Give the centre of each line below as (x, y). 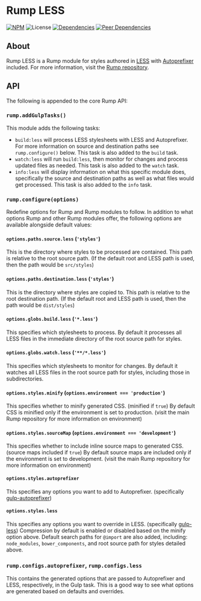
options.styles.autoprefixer (43, 478)
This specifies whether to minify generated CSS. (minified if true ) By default (101, 406)
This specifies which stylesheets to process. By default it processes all (94, 332)
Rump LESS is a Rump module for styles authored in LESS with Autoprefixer (100, 60)
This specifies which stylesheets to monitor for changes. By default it (92, 365)
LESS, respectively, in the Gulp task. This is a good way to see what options (100, 585)
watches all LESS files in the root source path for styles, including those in (98, 372)
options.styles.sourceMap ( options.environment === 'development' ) (91, 432)
